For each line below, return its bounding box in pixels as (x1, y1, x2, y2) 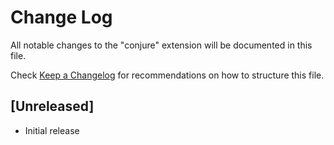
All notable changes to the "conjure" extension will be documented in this (10, 39, 313, 51)
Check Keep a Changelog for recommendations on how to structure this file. (10, 69, 325, 81)
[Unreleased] (10, 98, 95, 115)
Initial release (24, 124, 80, 136)
